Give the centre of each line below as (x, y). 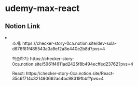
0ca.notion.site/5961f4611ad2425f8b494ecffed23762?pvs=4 (73, 64)
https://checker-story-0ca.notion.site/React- (70, 73)
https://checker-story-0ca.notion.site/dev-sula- (69, 43)
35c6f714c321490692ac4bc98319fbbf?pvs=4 (58, 78)
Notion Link (23, 26)
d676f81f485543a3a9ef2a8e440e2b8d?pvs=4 (58, 49)
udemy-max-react (42, 8)
